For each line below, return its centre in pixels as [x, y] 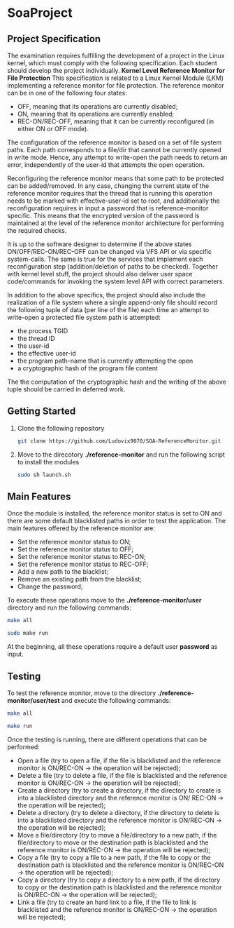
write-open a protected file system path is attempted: [84, 317]
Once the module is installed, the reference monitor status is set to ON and [115, 513]
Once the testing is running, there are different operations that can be [107, 739]
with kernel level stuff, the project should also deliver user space [100, 274]
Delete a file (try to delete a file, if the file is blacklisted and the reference [122, 775]
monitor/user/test [34, 700]
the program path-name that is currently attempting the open [105, 361]
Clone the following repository [61, 428]
